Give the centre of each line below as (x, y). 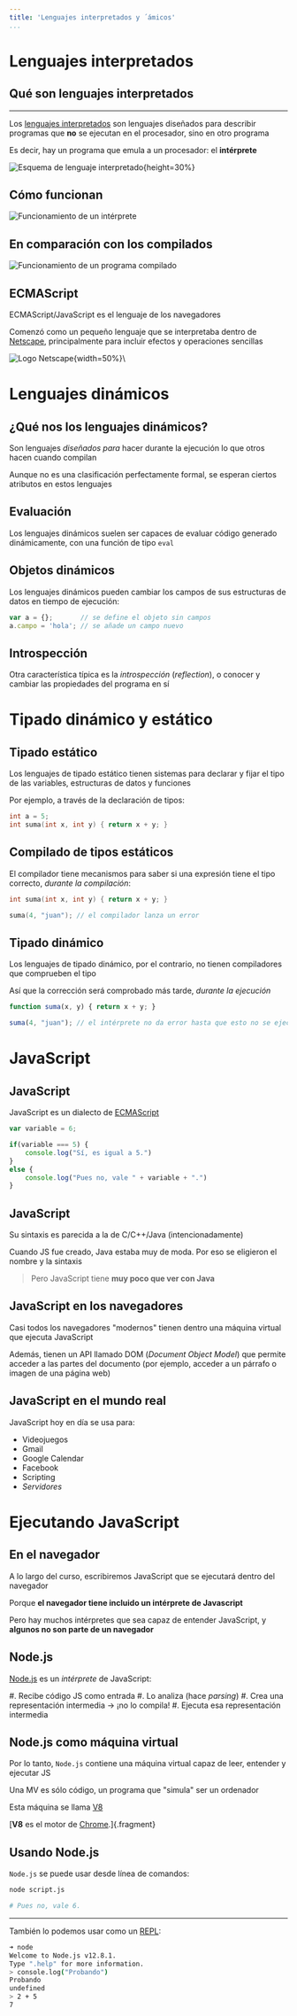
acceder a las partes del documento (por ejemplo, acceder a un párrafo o (143, 1363)
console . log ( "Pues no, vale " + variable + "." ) (116, 1178)
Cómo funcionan (56, 195)
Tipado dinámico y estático (111, 720)
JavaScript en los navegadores (96, 1306)
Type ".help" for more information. (76, 1964)
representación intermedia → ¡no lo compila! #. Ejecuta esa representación (145, 1705)
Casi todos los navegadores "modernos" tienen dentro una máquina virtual (145, 1327)
